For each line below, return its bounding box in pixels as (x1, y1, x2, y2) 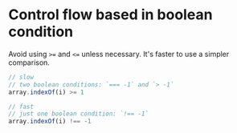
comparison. (8, 58, 51, 67)
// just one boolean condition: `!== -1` (8, 110, 149, 118)
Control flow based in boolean (8, 6, 213, 24)
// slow (8, 73, 35, 81)
